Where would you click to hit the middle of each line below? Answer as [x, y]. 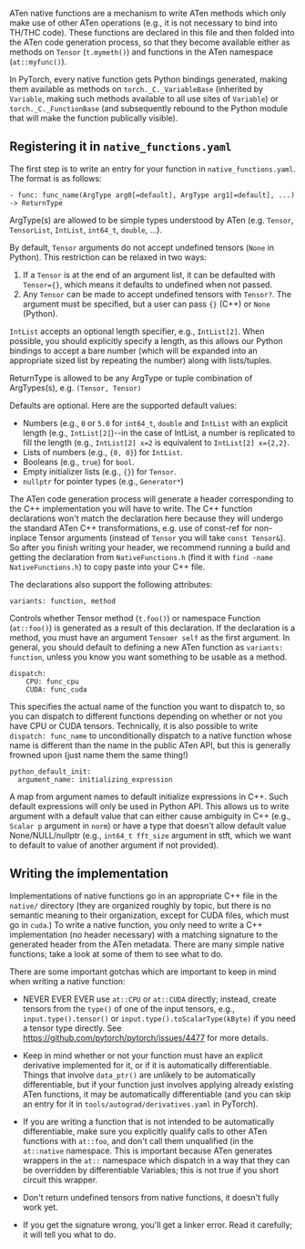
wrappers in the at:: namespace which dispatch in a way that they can [156, 1160]
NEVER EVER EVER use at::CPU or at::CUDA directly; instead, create [149, 999]
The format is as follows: [56, 178]
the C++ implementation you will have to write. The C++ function [131, 508]
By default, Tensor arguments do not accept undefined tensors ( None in [142, 247]
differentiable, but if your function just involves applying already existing [158, 1084]
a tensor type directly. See [72, 1028]
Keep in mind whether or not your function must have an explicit [143, 1055]
